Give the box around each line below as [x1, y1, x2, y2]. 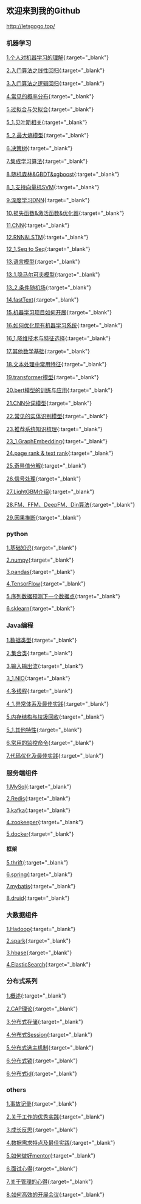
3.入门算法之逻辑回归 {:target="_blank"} [6, 80, 105, 87]
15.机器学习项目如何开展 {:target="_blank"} [6, 309, 112, 316]
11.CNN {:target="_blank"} [6, 222, 70, 229]
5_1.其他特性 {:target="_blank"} [6, 726, 82, 733]
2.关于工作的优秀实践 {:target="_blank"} [6, 1113, 105, 1120]
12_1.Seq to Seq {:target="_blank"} [6, 245, 91, 253]
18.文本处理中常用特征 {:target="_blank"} [6, 361, 107, 368]
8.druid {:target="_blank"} [6, 894, 70, 902]
